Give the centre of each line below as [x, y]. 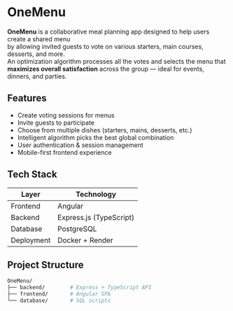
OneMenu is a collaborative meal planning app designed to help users [108, 32]
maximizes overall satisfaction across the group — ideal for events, [106, 69]
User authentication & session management [80, 145]
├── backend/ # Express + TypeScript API [79, 288]
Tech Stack [32, 175]
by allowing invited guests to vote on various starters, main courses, [106, 46]
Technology [96, 194]
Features [27, 98]
